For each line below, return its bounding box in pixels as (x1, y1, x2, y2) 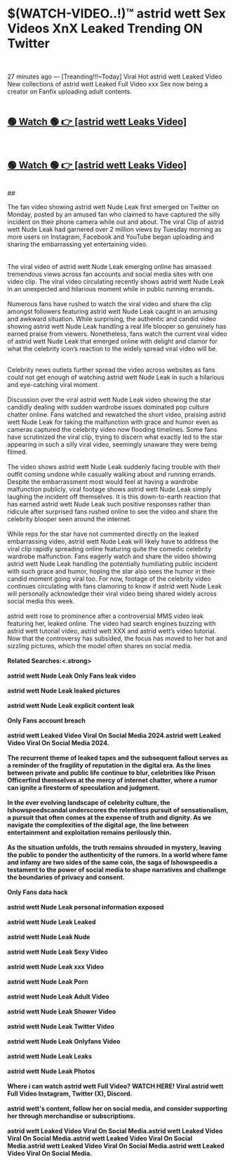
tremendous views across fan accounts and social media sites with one (7, 270, 213, 278)
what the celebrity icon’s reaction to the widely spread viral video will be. (7, 344, 217, 353)
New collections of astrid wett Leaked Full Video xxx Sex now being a (7, 79, 208, 88)
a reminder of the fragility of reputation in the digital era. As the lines (7, 761, 211, 769)
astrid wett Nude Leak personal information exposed (7, 902, 164, 911)
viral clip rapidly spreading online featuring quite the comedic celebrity (7, 544, 212, 553)
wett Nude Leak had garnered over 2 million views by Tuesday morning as (7, 225, 222, 233)
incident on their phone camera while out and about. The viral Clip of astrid (7, 217, 224, 226)
